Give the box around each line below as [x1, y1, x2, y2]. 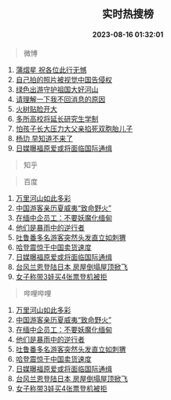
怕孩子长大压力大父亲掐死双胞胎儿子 [15, 124, 133, 133]
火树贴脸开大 [15, 104, 57, 114]
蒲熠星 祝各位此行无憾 [15, 65, 87, 75]
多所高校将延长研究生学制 [15, 114, 99, 123]
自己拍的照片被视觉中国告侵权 [15, 75, 112, 84]
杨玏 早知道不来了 [15, 133, 73, 143]
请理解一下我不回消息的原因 [15, 94, 106, 104]
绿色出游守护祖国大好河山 [15, 85, 99, 94]
